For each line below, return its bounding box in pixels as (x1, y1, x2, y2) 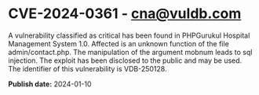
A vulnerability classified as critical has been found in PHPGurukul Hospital (8, 31, 250, 40)
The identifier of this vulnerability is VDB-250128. (8, 64, 167, 73)
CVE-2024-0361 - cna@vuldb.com (8, 5, 242, 23)
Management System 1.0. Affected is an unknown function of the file (8, 38, 229, 48)
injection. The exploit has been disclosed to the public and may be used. (8, 56, 243, 65)
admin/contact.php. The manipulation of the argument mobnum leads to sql (8, 47, 253, 57)
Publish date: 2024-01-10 (8, 79, 92, 89)
